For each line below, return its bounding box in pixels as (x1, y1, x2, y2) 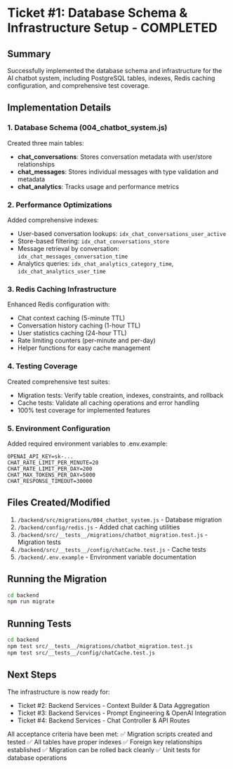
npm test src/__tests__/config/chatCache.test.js (7, 649, 156, 657)
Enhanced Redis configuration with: (7, 300, 110, 309)
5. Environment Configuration (7, 423, 111, 433)
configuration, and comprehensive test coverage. (7, 82, 150, 89)
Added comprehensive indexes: (7, 216, 100, 224)
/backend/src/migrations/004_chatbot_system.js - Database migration (17, 515, 222, 524)
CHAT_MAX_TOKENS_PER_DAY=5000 (7, 471, 96, 479)
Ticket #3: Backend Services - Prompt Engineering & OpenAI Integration (17, 709, 227, 717)
